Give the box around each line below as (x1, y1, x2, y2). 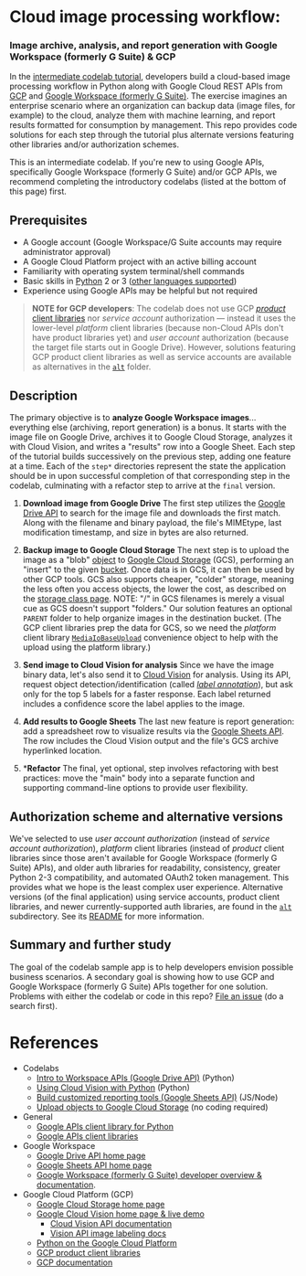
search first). (9, 1000, 58, 1011)
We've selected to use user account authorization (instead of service (9, 833, 270, 844)
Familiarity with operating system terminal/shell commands (22, 266, 245, 277)
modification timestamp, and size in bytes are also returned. (22, 527, 249, 538)
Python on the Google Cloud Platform (36, 1237, 178, 1249)
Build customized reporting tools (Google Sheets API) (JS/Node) (36, 1091, 279, 1102)
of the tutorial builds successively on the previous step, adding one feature (9, 451, 291, 463)
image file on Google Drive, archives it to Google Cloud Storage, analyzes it (9, 431, 293, 442)
